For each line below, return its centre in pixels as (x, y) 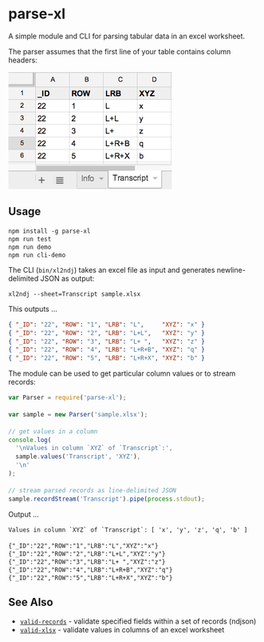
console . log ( (30, 440)
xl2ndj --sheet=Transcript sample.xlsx (75, 294)
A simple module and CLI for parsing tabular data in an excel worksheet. (127, 36)
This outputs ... (33, 309)
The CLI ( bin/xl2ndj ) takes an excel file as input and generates (112, 269)
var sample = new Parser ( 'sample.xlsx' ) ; (78, 414)
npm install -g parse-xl (49, 231)
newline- (231, 269)
